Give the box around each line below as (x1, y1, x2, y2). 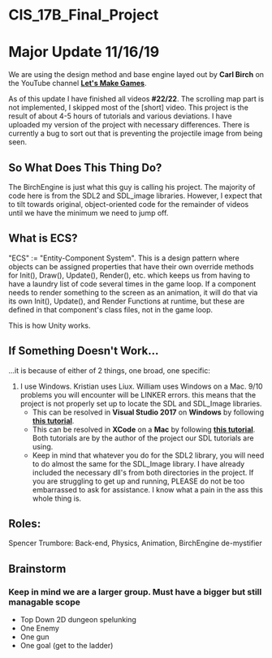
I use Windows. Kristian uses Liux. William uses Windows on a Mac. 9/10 (19, 381, 263, 391)
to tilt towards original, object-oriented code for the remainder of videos (8, 199, 249, 209)
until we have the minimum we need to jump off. (8, 208, 169, 217)
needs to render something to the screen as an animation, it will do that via (8, 287, 258, 297)
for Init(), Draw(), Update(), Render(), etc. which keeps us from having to (8, 270, 250, 280)
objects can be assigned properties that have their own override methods (8, 261, 254, 271)
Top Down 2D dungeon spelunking (19, 615, 136, 625)
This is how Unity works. (8, 320, 91, 330)
